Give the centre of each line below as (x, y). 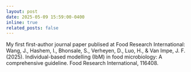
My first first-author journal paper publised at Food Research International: (95, 44)
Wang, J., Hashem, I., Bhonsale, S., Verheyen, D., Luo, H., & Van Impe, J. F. (96, 51)
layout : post (22, 11)
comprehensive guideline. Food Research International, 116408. (82, 63)
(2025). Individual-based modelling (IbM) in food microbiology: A (84, 57)
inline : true (22, 22)
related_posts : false (32, 28)
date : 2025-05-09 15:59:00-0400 (45, 17)
